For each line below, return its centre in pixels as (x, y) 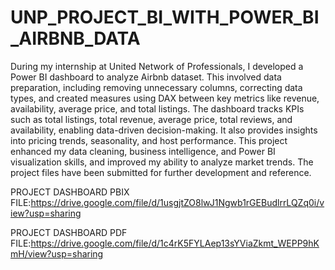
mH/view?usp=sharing (57, 253)
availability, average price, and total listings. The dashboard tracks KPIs (157, 108)
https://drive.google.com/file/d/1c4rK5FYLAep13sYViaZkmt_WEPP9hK (175, 243)
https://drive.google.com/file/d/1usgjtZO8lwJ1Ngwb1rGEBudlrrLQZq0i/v (177, 202)
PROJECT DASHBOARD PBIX (70, 192)
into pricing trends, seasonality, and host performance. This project (149, 140)
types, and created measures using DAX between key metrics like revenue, (165, 98)
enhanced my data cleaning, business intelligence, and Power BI (143, 151)
